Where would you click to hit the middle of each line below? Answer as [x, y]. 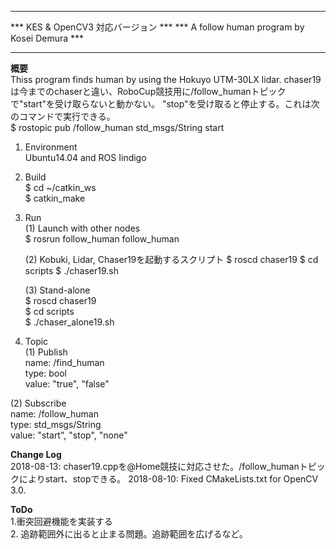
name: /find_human [64, 362]
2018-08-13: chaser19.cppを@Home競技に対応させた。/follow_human [155, 466]
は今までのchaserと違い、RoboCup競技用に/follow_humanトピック [148, 91]
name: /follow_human [54, 414]
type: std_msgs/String [56, 424]
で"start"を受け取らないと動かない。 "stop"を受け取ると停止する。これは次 [165, 104]
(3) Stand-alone [57, 290]
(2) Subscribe [38, 403]
